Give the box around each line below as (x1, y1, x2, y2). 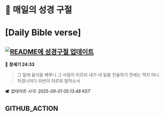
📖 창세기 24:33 (5, 61, 35, 67)
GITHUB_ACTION (5, 104, 59, 113)
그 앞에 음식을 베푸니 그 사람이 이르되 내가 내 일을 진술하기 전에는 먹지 (17, 72, 150, 78)
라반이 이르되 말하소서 (38, 78, 80, 84)
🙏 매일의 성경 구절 (5, 4, 72, 16)
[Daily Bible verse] (5, 27, 81, 38)
